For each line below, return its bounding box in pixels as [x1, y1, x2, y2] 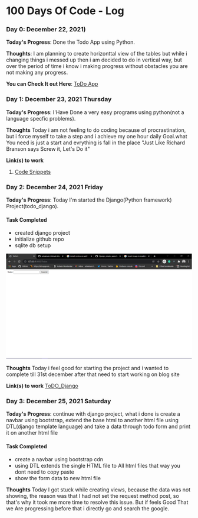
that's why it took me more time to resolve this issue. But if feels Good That [6, 498, 189, 506]
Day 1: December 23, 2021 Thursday [6, 95, 112, 103]
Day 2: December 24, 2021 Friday [6, 183, 103, 191]
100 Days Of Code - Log [6, 4, 125, 18]
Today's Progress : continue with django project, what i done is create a [6, 410, 181, 417]
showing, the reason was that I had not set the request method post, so [6, 493, 180, 500]
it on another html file [6, 429, 58, 436]
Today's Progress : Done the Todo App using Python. [6, 38, 136, 46]
